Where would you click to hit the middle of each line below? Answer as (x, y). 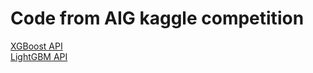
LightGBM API (39, 56)
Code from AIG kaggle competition (157, 18)
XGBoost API (36, 46)
